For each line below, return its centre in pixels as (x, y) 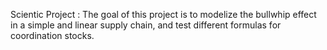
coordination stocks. (52, 35)
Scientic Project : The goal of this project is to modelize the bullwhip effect (163, 14)
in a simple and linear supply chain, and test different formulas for (146, 25)
